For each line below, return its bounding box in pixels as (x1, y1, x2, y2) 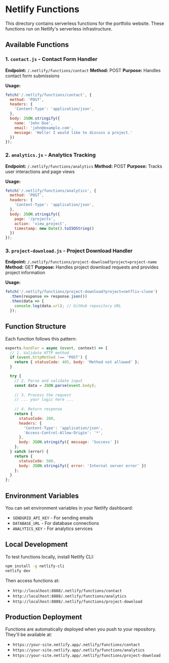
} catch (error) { (10, 449, 49, 454)
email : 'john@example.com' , (14, 125, 74, 130)
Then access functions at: (5, 577, 60, 583)
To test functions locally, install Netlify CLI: (5, 553, 94, 559)
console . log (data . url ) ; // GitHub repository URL (14, 304, 122, 309)
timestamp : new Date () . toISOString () (14, 226, 94, 231)
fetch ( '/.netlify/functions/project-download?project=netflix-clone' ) (5, 289, 158, 294)
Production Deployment (5, 613, 82, 621)
